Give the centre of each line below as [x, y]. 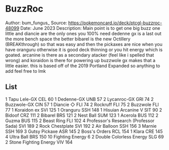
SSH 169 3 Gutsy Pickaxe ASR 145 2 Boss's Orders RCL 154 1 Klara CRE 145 [84, 131]
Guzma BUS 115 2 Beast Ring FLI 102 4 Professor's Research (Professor [80, 120]
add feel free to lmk [26, 71]
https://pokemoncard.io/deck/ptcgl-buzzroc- [115, 23]
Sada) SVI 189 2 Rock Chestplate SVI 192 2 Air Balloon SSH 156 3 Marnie [81, 126]
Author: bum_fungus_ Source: [36, 23]
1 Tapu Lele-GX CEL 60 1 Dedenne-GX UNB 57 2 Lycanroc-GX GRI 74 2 [79, 99]
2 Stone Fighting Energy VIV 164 [39, 142]
